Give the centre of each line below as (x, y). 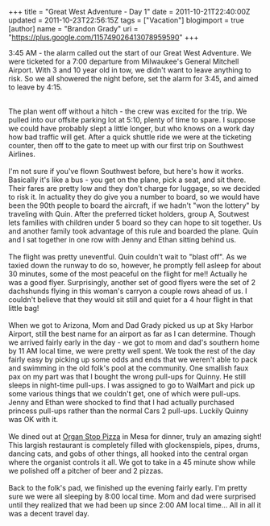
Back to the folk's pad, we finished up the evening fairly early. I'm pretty (128, 488)
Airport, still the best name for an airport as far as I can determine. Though (132, 334)
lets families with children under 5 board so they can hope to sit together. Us (135, 222)
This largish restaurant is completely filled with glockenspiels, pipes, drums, (134, 445)
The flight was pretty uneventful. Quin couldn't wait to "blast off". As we (128, 257)
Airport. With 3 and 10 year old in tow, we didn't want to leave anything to (130, 70)
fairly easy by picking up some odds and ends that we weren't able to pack (133, 359)
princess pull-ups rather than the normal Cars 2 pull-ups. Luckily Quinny (129, 411)
